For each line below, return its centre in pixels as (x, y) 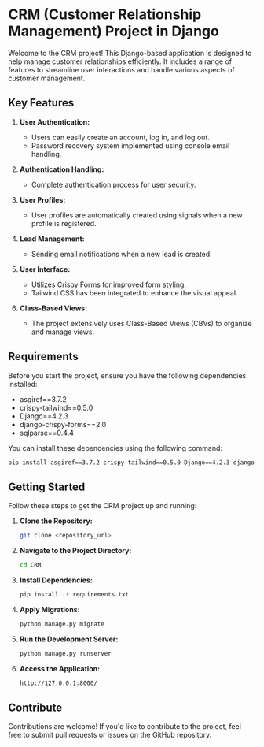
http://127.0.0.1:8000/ (59, 683)
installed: (23, 384)
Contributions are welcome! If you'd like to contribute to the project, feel (125, 727)
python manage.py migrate (62, 624)
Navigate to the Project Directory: (75, 551)
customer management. (47, 78)
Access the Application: (60, 668)
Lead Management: (52, 239)
